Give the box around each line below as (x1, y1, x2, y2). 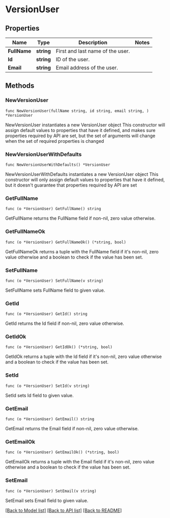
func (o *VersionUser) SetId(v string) (5, 383, 90, 388)
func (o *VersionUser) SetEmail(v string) (5, 488, 97, 494)
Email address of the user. (55, 64, 119, 71)
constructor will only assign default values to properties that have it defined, (5, 176, 165, 183)
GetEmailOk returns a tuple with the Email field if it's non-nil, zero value (5, 459, 155, 465)
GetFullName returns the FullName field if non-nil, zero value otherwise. (5, 215, 156, 221)
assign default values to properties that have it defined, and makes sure (5, 127, 156, 133)
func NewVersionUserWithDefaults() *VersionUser (5, 162, 110, 167)
